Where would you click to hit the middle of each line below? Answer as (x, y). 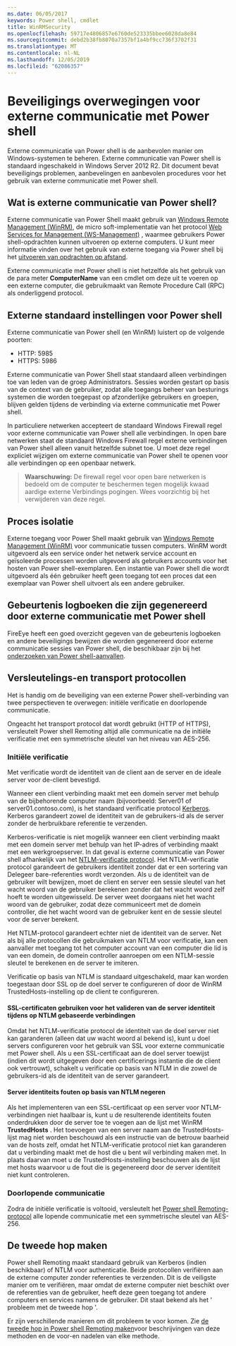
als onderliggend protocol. (46, 293)
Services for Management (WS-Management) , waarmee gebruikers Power (116, 235)
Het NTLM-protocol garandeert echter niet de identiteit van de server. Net (114, 933)
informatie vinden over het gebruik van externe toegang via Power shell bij (115, 249)
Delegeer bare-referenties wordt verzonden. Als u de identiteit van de (108, 874)
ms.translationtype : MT (42, 47)
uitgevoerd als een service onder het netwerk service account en (102, 553)
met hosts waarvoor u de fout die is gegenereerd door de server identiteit (114, 1168)
